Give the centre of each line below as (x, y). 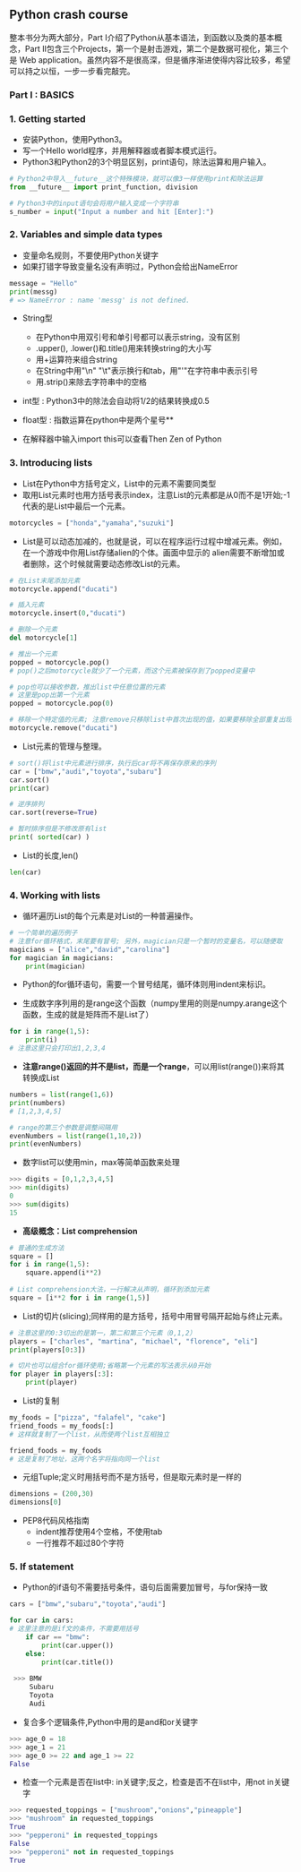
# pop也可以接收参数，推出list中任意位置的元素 (87, 687)
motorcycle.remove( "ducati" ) (64, 728)
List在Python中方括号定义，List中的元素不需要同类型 (119, 484)
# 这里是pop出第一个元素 (49, 695)
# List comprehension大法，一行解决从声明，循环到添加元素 (110, 1290)
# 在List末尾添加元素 (45, 580)
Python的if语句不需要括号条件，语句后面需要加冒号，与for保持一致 (145, 1587)
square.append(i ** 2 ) (64, 1273)
